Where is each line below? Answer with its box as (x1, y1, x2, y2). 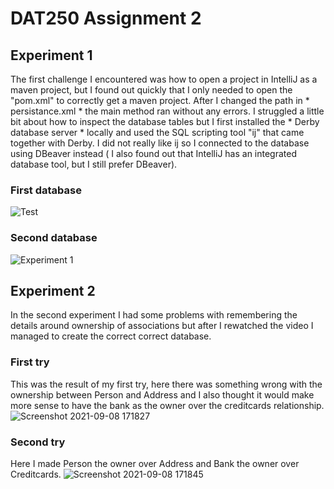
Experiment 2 (10, 282, 96, 299)
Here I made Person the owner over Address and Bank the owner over (10, 458, 300, 469)
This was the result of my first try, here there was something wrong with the (10, 378, 323, 390)
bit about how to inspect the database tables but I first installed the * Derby (10, 116, 320, 127)
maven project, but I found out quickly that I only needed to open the (10, 84, 293, 96)
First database (10, 183, 82, 197)
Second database (10, 231, 98, 245)
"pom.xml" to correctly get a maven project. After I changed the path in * (10, 95, 310, 106)
